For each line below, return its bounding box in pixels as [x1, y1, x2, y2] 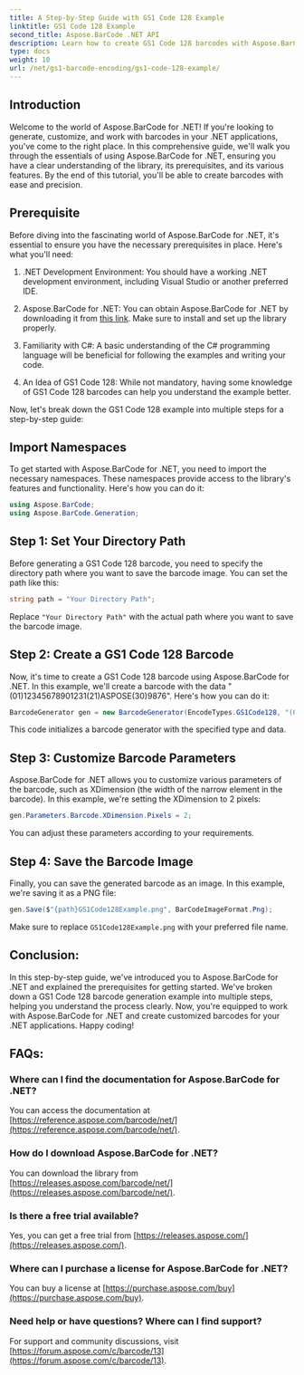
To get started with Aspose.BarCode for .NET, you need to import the [9, 464, 267, 475]
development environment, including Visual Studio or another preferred [22, 275, 289, 286]
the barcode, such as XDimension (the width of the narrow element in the [9, 784, 283, 795]
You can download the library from [9, 1168, 138, 1178]
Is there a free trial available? [9, 1209, 139, 1222]
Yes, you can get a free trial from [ [9, 1229, 138, 1241]
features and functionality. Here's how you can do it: [9, 483, 205, 494]
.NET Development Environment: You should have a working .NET [22, 266, 268, 277]
